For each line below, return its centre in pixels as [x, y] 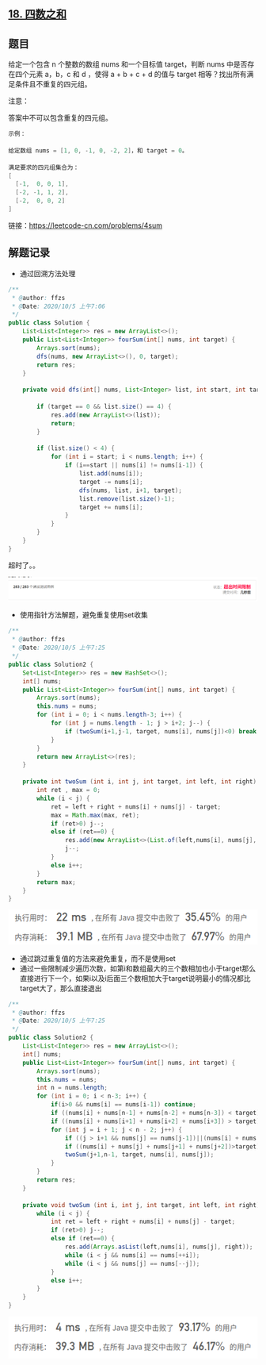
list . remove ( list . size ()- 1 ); [127, 498]
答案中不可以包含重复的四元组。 [60, 118]
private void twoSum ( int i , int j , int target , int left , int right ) [141, 1205]
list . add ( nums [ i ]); [111, 474]
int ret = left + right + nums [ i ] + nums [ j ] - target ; [143, 1222]
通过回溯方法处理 [47, 273]
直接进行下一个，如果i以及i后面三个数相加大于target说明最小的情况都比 [135, 978]
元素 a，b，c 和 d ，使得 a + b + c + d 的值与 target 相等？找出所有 [138, 75]
